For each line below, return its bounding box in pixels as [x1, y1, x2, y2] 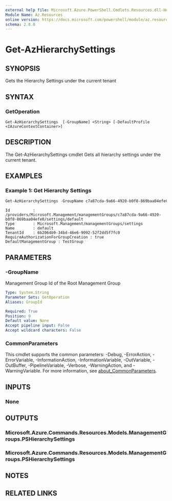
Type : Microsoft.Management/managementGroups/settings [5, 221, 143, 227]
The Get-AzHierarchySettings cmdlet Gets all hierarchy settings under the [5, 151, 161, 158]
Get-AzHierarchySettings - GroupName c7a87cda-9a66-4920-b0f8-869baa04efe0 [5, 199, 168, 204]
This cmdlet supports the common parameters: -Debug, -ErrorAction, [5, 352, 152, 358]
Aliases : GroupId [5, 299, 42, 304]
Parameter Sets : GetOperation [5, 295, 70, 300]
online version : [5, 17, 40, 22]
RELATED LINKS [5, 489, 57, 497]
